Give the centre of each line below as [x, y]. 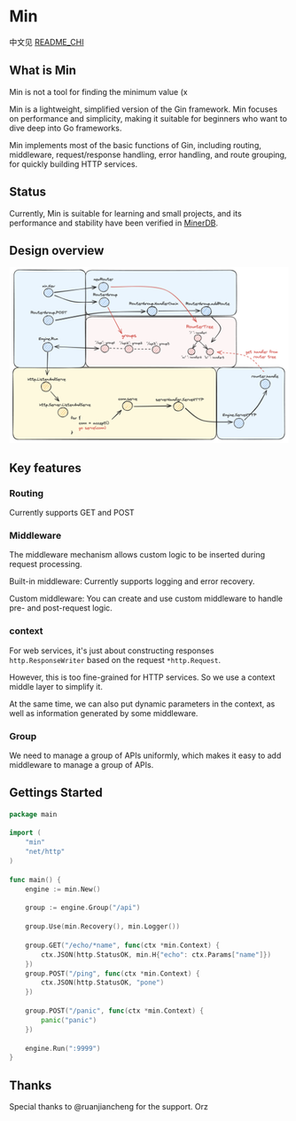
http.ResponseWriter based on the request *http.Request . [115, 659]
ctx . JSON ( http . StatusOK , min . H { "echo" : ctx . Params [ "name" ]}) [156, 955]
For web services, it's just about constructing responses [112, 651]
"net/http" [45, 852]
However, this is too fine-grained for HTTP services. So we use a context [142, 677]
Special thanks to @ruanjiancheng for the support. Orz [109, 1107]
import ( [25, 833]
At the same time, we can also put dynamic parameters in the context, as [142, 704]
